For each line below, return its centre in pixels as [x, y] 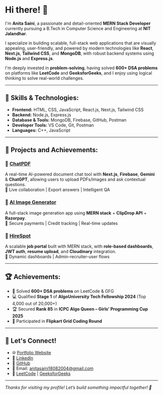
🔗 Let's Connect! [31, 341]
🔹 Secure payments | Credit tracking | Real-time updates [61, 223]
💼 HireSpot [18, 236]
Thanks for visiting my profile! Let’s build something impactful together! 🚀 [78, 387]
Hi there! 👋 [27, 10]
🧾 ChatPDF [18, 164]
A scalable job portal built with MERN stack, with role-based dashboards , [79, 246]
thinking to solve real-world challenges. [44, 78]
